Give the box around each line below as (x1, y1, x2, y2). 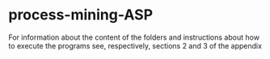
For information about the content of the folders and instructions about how (8, 32, 260, 42)
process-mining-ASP (8, 6, 154, 24)
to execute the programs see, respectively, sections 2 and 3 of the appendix (8, 40, 263, 50)
